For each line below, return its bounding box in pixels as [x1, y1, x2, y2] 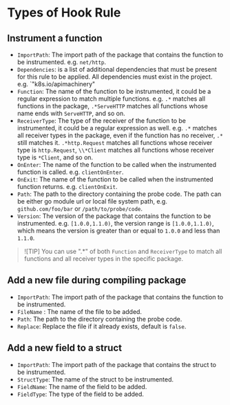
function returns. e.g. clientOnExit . [17, 183, 118, 190]
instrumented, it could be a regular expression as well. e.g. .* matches [17, 124, 218, 132]
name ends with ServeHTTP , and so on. [17, 109, 125, 117]
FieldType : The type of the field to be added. [17, 390, 145, 398]
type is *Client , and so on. [17, 153, 94, 161]
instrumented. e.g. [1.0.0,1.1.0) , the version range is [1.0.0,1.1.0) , [17, 219, 214, 227]
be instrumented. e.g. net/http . [17, 58, 107, 66]
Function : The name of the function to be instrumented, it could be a [17, 88, 211, 95]
